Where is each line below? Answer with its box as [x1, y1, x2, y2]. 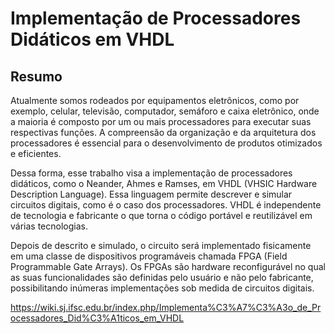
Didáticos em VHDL [10, 28, 175, 51]
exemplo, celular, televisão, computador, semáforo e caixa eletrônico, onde [10, 105, 320, 117]
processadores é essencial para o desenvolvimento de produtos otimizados [10, 137, 323, 149]
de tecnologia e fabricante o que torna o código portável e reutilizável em [10, 210, 313, 221]
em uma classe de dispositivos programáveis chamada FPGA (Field [10, 250, 288, 262]
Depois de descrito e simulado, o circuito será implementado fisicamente [10, 240, 312, 251]
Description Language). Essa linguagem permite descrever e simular [10, 188, 293, 200]
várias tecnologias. [10, 220, 88, 232]
